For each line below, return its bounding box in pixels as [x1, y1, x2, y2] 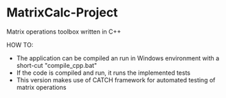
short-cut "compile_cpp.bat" [16, 61, 98, 69]
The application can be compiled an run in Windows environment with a [16, 53, 220, 62]
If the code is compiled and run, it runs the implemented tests [16, 69, 190, 77]
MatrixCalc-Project [6, 5, 118, 21]
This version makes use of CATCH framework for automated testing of [16, 75, 216, 84]
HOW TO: [6, 40, 34, 49]
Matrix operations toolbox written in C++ [6, 27, 122, 36]
